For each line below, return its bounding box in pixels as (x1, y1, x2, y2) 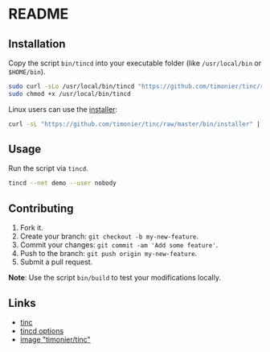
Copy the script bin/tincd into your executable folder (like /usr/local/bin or (8, 58, 262, 68)
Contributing (8, 201, 74, 215)
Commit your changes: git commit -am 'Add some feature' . (19, 240, 219, 250)
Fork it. (19, 223, 44, 233)
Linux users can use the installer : (8, 104, 118, 114)
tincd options (19, 325, 64, 335)
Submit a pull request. (19, 257, 93, 267)
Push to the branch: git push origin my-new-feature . (19, 249, 198, 259)
